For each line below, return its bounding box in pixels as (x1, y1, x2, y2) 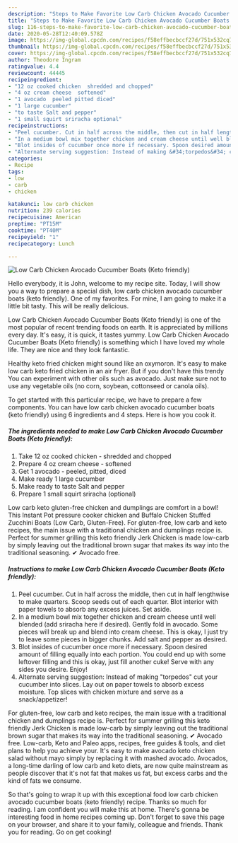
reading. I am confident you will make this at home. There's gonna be (8, 806, 209, 814)
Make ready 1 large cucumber (18, 475, 105, 483)
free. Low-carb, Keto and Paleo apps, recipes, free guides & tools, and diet (8, 739, 225, 748)
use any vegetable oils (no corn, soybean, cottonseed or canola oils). (8, 382, 209, 390)
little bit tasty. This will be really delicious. (8, 302, 129, 310)
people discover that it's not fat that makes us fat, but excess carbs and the (8, 769, 228, 778)
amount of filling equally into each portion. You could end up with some (18, 650, 227, 658)
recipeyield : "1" (8, 233, 59, 240)
